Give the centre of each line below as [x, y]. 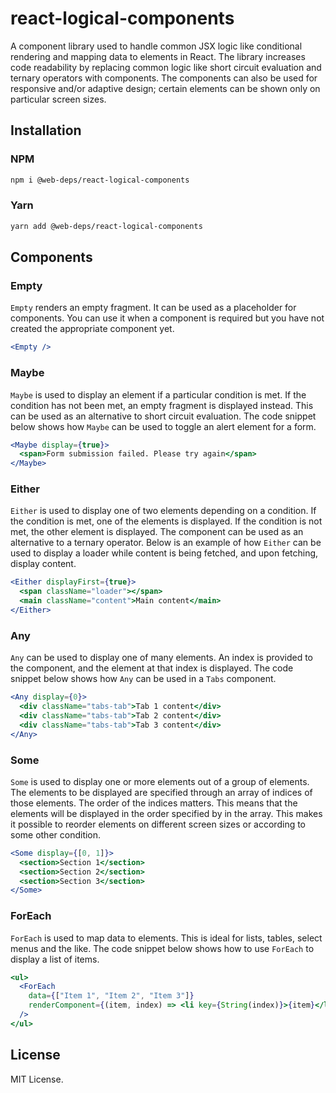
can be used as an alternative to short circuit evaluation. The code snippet [163, 416]
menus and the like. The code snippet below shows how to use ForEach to [162, 948]
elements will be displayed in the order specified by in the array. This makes [166, 813]
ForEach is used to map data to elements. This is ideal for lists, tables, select [166, 938]
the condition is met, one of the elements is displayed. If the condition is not [166, 521]
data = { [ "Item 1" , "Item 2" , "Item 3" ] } [111, 996]
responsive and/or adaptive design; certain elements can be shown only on [165, 88]
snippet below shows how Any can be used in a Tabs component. [143, 679]
